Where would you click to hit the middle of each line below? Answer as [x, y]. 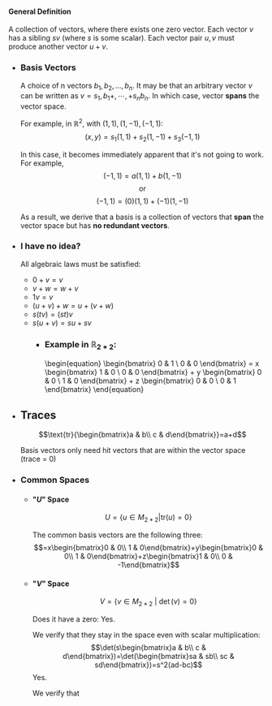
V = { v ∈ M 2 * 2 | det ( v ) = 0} [148, 603]
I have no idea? [50, 246]
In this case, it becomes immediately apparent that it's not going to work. [142, 154]
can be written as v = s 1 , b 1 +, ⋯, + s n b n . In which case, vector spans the [140, 97]
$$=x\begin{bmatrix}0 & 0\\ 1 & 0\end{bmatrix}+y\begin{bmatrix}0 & [149, 548]
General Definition [40, 11]
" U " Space [51, 499]
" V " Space [51, 583]
